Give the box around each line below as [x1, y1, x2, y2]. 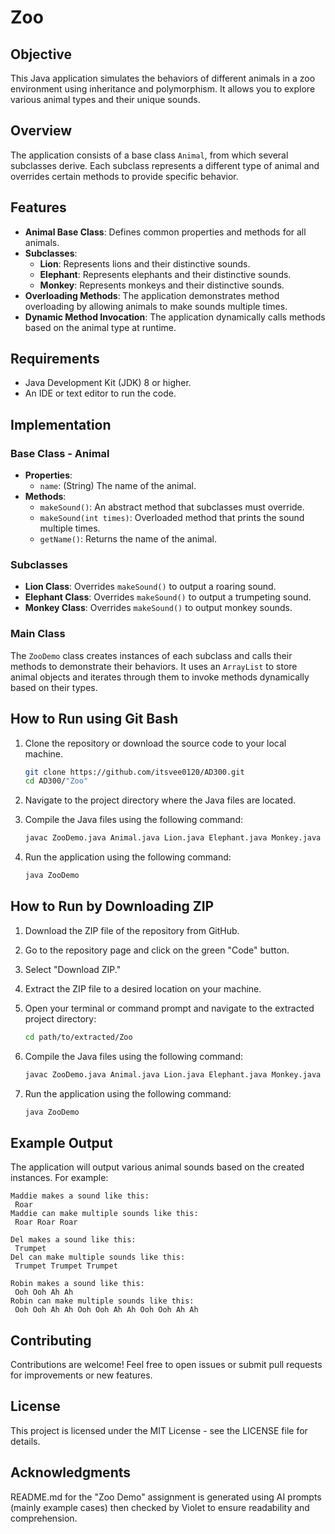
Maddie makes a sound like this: [10, 1191, 150, 1201]
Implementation [10, 416, 112, 433]
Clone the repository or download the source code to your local [24, 737, 287, 749]
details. [10, 1435, 41, 1447]
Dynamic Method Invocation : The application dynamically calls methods [24, 311, 326, 323]
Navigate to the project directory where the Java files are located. [24, 794, 297, 806]
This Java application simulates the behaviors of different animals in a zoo [10, 72, 316, 84]
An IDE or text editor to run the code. [24, 387, 177, 400]
